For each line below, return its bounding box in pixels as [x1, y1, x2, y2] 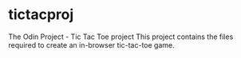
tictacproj [8, 6, 74, 24]
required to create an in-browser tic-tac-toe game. [8, 40, 176, 49]
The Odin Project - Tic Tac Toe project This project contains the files [8, 32, 234, 41]
